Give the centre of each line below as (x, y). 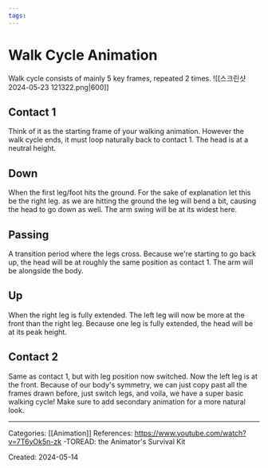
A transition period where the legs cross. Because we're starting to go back (132, 254)
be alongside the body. (46, 271)
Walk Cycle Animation (83, 55)
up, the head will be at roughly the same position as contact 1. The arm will (131, 262)
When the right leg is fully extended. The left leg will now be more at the (126, 315)
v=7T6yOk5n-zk (35, 441)
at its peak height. (38, 332)
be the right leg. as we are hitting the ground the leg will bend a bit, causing (132, 201)
